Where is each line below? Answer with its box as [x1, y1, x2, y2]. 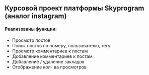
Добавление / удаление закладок [12, 58, 85, 64]
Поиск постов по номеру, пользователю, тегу [12, 42, 111, 48]
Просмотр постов [12, 37, 51, 43]
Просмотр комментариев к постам [12, 48, 88, 54]
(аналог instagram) [5, 12, 67, 21]
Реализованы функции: [5, 26, 57, 32]
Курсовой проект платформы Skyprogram [5, 4, 144, 13]
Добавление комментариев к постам [12, 53, 93, 59]
